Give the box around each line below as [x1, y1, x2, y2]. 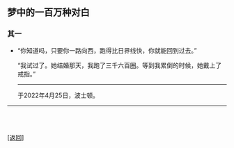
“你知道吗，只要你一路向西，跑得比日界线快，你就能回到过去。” [17, 46, 197, 54]
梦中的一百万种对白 [7, 6, 90, 19]
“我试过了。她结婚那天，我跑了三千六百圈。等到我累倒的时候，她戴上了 [17, 61, 221, 69]
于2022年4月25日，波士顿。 [17, 91, 100, 99]
